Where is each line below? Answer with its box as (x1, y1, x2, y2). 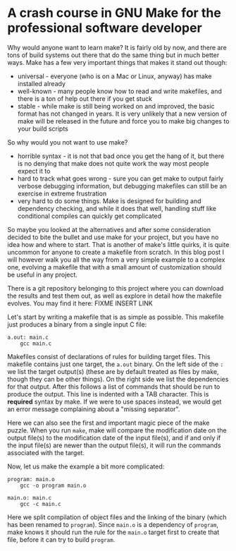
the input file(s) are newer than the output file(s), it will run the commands (7, 441, 221, 449)
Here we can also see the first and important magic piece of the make (7, 418, 210, 427)
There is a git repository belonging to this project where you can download (7, 284, 224, 292)
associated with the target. (7, 448, 85, 456)
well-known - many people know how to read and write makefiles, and (17, 87, 222, 95)
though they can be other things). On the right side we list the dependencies (7, 375, 229, 383)
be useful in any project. (7, 270, 77, 279)
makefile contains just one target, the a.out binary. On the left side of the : (7, 360, 224, 368)
